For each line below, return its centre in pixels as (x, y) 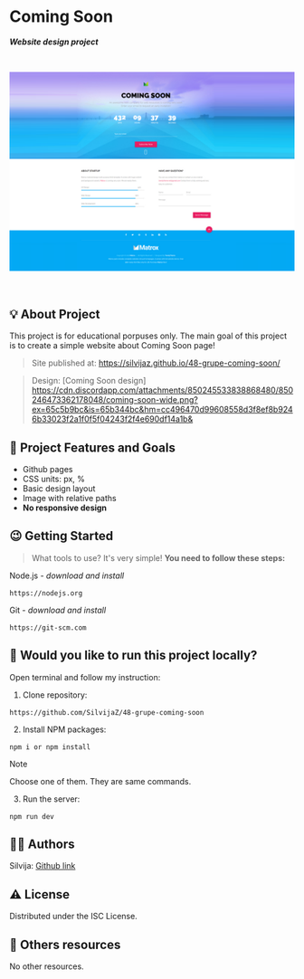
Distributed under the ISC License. (73, 917)
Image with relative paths (69, 498)
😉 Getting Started (62, 536)
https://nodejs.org (46, 593)
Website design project (54, 42)
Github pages (47, 469)
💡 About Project (55, 314)
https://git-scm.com (48, 627)
